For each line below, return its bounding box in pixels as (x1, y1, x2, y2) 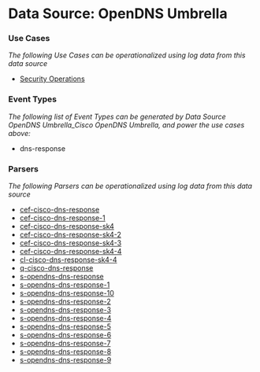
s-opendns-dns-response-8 (19, 347, 112, 356)
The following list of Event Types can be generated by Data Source (8, 112, 226, 121)
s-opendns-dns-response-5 (19, 322, 112, 331)
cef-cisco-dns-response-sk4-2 (19, 230, 122, 240)
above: (8, 128, 31, 138)
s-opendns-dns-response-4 (19, 314, 112, 323)
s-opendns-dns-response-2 (19, 296, 112, 307)
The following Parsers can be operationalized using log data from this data (8, 182, 253, 191)
